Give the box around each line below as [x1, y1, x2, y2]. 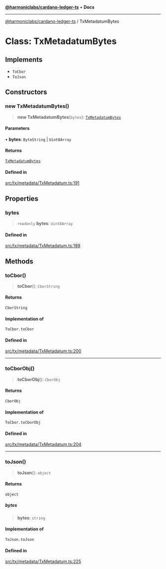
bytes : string [17, 515, 45, 521]
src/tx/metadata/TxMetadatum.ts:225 [5, 559, 82, 565]
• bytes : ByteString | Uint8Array [5, 136, 72, 142]
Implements [5, 55, 43, 64]
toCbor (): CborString [17, 283, 60, 289]
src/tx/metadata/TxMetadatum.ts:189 [5, 243, 81, 249]
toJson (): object [17, 470, 51, 476]
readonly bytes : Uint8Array [17, 220, 73, 226]
